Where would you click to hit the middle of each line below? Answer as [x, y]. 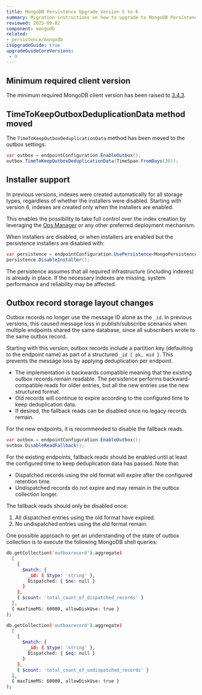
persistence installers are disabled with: [55, 243]
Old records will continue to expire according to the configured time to [102, 398]
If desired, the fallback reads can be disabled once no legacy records [101, 411]
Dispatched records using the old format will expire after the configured [103, 475]
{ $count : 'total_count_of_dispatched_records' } [81, 598]
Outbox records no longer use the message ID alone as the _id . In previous [99, 317]
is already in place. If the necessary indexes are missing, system [86, 278]
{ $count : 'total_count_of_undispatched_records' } [83, 670]
